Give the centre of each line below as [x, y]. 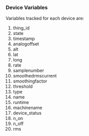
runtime [21, 102]
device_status [27, 113]
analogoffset [26, 44]
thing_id [21, 28]
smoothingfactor [30, 81]
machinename [27, 108]
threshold [23, 86]
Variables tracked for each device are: [45, 18]
